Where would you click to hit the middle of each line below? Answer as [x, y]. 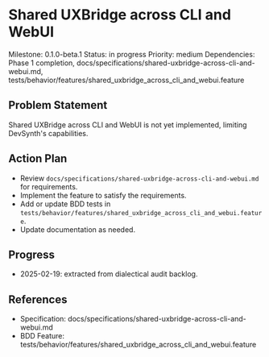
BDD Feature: [42, 336]
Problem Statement [58, 105]
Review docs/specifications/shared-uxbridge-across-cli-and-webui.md [139, 178]
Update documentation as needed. [77, 229]
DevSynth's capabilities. [48, 133]
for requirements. [49, 186]
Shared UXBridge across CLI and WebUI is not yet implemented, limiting [128, 125]
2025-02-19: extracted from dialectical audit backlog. [109, 274]
